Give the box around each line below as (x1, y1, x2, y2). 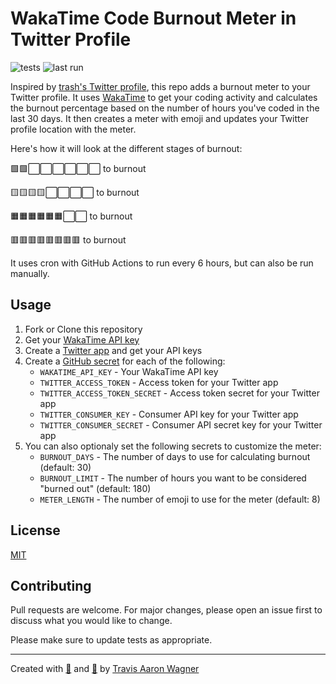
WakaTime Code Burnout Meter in (10, 7, 297, 30)
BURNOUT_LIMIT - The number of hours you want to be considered (39, 472, 307, 484)
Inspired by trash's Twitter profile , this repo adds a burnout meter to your (10, 80, 311, 92)
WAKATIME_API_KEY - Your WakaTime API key (39, 365, 219, 377)
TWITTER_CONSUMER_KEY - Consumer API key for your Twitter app (39, 408, 299, 420)
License (10, 522, 61, 539)
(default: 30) (39, 461, 92, 473)
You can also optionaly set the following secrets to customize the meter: (24, 440, 322, 452)
